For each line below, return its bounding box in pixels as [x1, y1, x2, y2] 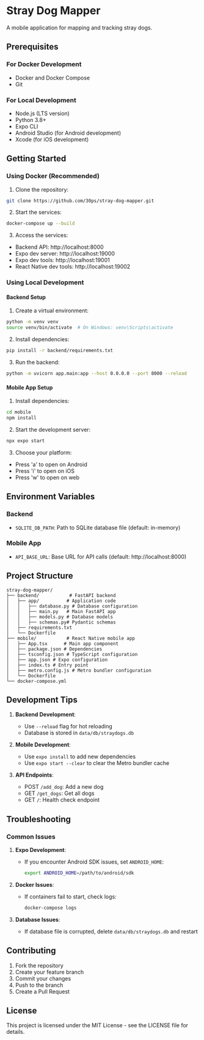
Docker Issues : [15, 881, 54, 888]
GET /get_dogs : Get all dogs [24, 789, 95, 797]
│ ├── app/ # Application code [6, 598, 116, 604]
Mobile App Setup [6, 383, 53, 391]
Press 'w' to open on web [15, 473, 80, 481]
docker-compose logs [24, 905, 77, 911]
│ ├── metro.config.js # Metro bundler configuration [6, 667, 151, 674]
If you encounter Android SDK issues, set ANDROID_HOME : [24, 858, 164, 865]
